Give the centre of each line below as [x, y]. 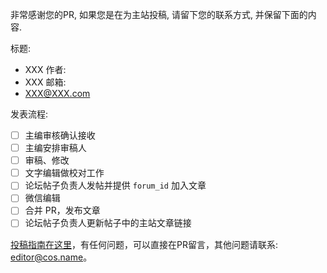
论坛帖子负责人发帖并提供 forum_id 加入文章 [115, 185]
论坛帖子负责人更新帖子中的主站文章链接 [108, 223]
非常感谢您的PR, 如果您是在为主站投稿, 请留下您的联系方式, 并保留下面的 [159, 14]
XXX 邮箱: [45, 82]
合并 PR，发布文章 [62, 210]
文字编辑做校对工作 [64, 173]
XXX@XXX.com [57, 93]
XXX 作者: [45, 69]
